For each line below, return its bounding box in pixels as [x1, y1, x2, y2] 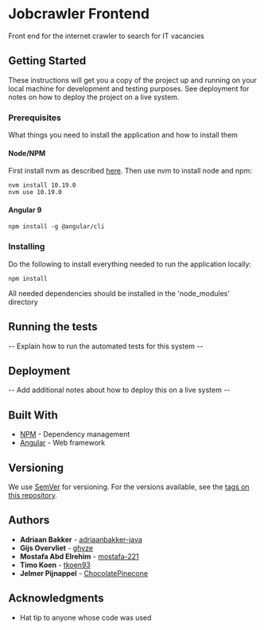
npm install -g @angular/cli [8, 223, 105, 231]
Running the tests [8, 320, 98, 334]
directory [8, 297, 38, 306]
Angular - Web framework [19, 438, 106, 448]
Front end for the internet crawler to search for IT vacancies [8, 31, 204, 41]
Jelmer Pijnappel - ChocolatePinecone [19, 568, 149, 577]
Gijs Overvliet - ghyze [19, 542, 94, 553]
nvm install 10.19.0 [8, 181, 77, 189]
